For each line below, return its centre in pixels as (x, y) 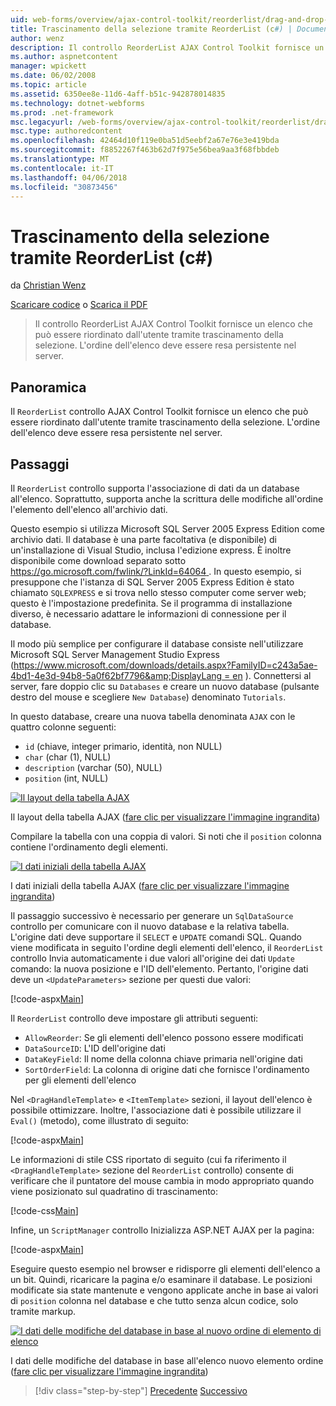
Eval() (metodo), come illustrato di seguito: (99, 1120)
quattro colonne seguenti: (63, 727)
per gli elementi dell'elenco (80, 1080)
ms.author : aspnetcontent (64, 57)
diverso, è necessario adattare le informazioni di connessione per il (148, 613)
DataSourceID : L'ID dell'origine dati (95, 1048)
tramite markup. (43, 1311)
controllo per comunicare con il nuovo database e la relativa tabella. (150, 926)
